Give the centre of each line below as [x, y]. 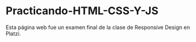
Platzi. [13, 33]
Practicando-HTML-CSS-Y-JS [82, 11]
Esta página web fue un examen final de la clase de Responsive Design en [98, 27]
